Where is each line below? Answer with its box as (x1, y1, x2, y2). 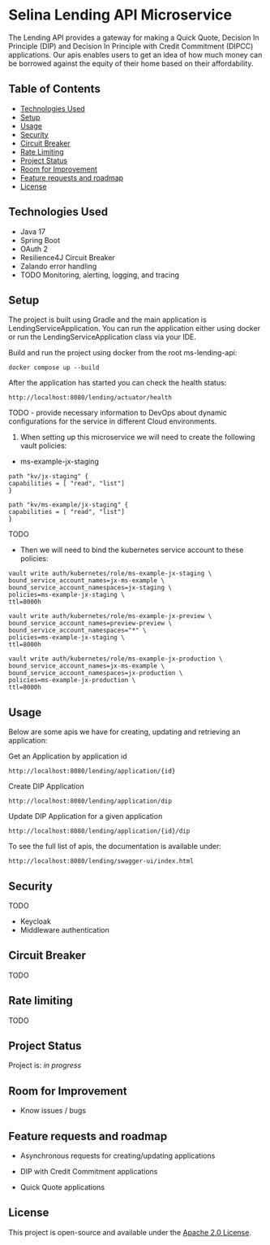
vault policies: (19, 441, 67, 451)
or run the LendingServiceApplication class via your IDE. (8, 332, 197, 342)
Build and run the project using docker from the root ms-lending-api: (8, 348, 238, 358)
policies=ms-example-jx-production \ (8, 677, 136, 685)
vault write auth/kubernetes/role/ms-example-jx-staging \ (8, 569, 212, 578)
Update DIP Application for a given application (8, 812, 163, 821)
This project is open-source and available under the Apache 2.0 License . (8, 1227, 251, 1237)
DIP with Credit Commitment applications (19, 1167, 158, 1177)
